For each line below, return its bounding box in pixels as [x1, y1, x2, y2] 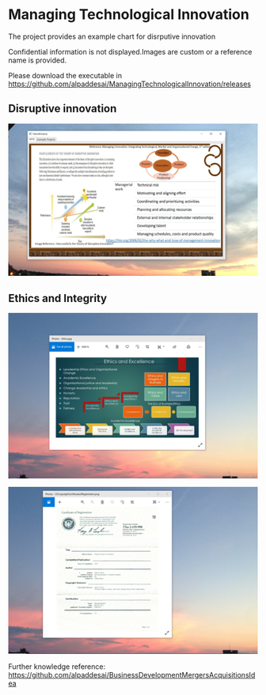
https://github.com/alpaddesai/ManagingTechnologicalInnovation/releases [8, 79, 252, 89]
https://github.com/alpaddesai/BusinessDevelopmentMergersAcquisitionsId [8, 670, 256, 679]
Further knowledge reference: [8, 662, 105, 671]
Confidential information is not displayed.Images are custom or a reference [8, 47, 253, 56]
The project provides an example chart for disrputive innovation [8, 32, 216, 41]
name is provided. [8, 55, 67, 65]
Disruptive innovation [8, 102, 117, 115]
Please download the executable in [8, 70, 123, 80]
